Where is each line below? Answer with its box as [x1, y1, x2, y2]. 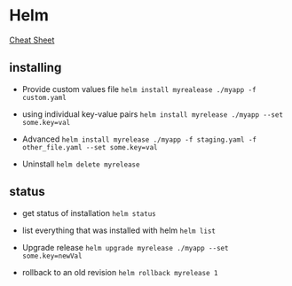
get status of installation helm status [21, 207, 157, 218]
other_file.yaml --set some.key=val [21, 143, 158, 151]
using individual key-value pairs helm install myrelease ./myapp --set [21, 108, 284, 120]
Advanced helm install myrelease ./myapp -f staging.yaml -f [21, 134, 257, 144]
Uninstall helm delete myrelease [21, 158, 140, 169]
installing [9, 60, 62, 75]
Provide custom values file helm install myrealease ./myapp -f [21, 83, 256, 94]
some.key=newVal [21, 251, 83, 260]
